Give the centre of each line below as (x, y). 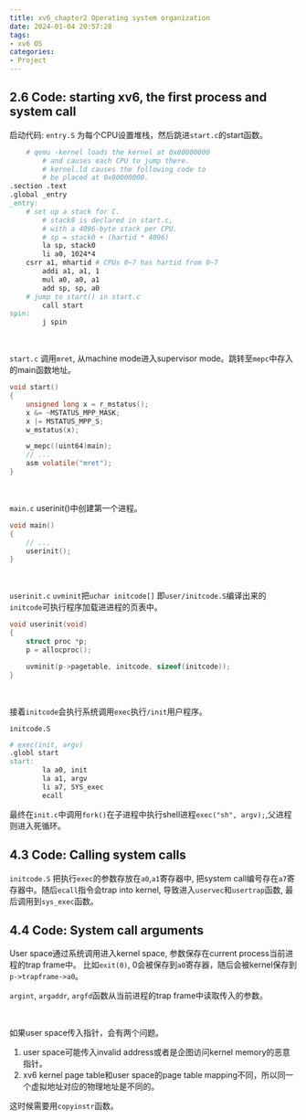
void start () (34, 388)
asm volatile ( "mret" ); (69, 464)
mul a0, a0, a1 (71, 280)
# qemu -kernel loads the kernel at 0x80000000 (118, 152)
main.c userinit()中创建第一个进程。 (76, 507)
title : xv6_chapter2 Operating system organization (110, 18)
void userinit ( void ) (49, 624)
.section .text (38, 187)
